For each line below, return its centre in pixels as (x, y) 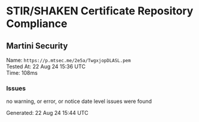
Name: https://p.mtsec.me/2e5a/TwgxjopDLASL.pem (69, 60)
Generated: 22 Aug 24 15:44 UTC (47, 113)
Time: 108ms (22, 73)
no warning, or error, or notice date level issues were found (79, 101)
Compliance (37, 24)
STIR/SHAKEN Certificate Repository (100, 11)
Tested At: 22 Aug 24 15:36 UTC (46, 66)
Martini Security (37, 46)
